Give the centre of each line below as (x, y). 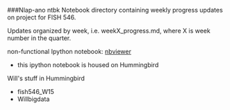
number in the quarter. (39, 38)
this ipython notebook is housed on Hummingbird (88, 65)
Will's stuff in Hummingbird (46, 78)
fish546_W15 (35, 92)
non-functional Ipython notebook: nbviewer (69, 52)
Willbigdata (33, 99)
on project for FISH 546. (42, 17)
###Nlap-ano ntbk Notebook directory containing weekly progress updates (115, 10)
